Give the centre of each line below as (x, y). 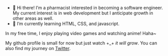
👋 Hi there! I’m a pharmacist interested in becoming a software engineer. (88, 8)
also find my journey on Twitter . (38, 48)
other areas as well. (33, 18)
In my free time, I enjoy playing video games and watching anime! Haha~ (81, 33)
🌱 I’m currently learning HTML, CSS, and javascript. (66, 23)
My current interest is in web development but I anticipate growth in (83, 13)
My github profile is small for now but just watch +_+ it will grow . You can (81, 43)
